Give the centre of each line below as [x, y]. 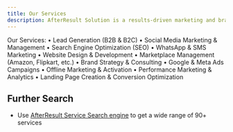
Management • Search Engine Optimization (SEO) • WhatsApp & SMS [107, 47]
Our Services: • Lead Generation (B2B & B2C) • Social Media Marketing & [112, 40]
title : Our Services [37, 14]
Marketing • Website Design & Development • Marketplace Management [111, 55]
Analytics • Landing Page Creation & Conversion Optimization [95, 76]
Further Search [41, 98]
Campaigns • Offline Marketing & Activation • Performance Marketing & [110, 69]
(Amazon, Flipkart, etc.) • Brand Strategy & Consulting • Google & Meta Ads [115, 62]
